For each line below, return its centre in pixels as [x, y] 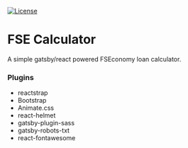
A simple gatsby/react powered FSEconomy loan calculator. [94, 59]
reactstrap [33, 93]
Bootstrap [32, 101]
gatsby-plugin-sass [46, 123]
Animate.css [36, 108]
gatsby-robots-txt [43, 130]
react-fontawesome [46, 138]
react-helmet [37, 115]
